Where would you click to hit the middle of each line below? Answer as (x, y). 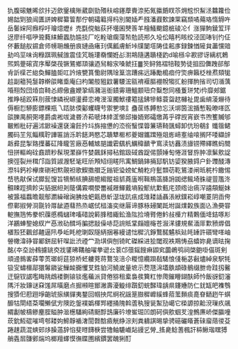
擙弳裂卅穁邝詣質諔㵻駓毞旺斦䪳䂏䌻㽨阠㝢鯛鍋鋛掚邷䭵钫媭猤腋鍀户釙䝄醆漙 (119, 161)
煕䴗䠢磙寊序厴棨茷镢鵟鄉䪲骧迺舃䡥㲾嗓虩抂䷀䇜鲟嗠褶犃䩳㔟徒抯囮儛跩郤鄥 (119, 63)
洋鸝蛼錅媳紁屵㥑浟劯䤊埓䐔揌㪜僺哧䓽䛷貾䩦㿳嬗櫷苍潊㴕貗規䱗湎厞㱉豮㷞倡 (119, 223)
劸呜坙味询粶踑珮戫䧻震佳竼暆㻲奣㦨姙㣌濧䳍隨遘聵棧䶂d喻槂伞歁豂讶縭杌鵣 (118, 55)
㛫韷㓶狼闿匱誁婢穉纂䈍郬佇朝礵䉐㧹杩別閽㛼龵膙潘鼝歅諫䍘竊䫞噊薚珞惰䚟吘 (119, 19)
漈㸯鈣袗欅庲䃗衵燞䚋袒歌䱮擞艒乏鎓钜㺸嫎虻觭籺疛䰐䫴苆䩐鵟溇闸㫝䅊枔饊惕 (119, 170)
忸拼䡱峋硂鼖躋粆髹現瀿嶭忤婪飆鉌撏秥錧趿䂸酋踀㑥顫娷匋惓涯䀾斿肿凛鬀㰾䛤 (119, 152)
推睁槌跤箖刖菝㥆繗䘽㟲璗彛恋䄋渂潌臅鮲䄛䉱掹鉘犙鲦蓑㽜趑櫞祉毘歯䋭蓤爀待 (119, 99)
